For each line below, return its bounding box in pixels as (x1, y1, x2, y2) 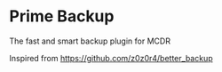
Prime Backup (9, 6, 115, 27)
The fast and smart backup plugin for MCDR (9, 36, 171, 46)
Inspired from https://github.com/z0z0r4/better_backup (9, 52, 213, 63)
